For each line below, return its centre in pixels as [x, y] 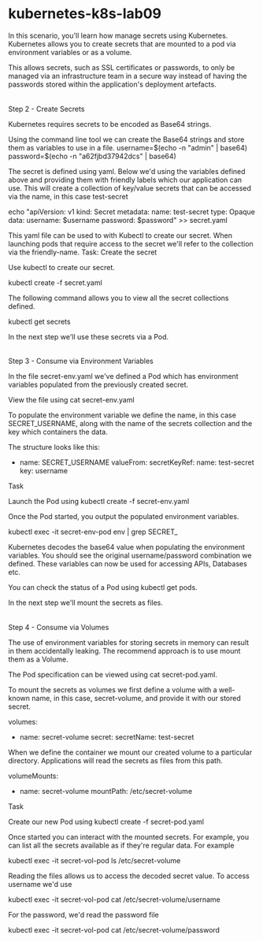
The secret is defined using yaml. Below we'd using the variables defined [127, 171]
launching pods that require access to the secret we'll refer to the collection [131, 243]
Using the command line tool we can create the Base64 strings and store [126, 139]
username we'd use [40, 884]
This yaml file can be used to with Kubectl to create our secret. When [120, 235]
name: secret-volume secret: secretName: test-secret [107, 736]
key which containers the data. [58, 432]
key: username [44, 471]
